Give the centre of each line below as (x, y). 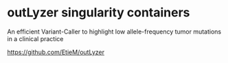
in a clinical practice (35, 38)
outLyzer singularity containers (99, 13)
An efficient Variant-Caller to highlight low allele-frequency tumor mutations (114, 32)
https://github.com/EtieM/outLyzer (56, 52)
